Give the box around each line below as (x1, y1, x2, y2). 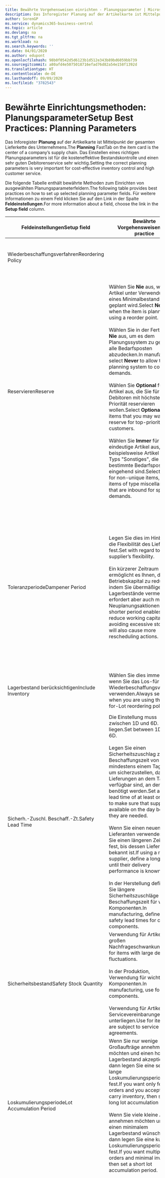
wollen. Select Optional (109, 406, 162, 413)
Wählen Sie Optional (109, 382, 157, 389)
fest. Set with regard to (109, 547, 161, 554)
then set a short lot (109, 1160, 152, 1167)
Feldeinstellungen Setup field (21, 224, 91, 230)
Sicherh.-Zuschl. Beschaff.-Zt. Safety (7, 815, 94, 822)
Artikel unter (109, 289, 137, 296)
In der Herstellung (109, 880, 151, 886)
